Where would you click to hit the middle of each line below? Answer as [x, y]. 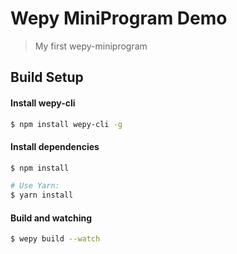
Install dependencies [55, 146]
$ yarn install [42, 195]
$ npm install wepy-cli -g [66, 124]
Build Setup [47, 77]
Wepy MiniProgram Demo [119, 18]
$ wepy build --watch [55, 239]
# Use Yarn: [35, 186]
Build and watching [51, 218]
